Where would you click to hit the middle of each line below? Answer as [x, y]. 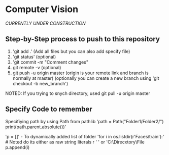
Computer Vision [42, 9]
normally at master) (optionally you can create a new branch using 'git [86, 78]
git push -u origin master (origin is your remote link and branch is [80, 73]
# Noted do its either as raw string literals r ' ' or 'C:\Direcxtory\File [75, 142]
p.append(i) [18, 147]
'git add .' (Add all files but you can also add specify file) [71, 51]
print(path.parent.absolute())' [36, 127]
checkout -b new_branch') [40, 83]
